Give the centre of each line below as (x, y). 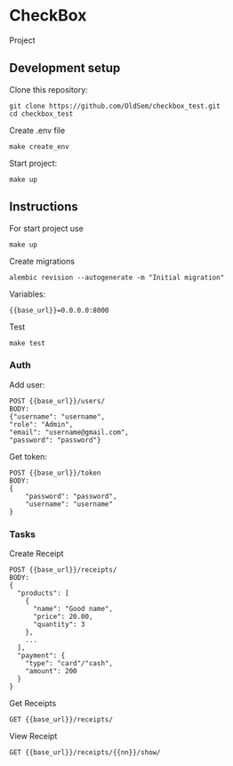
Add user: (27, 385)
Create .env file (37, 130)
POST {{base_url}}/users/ (57, 401)
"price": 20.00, (63, 617)
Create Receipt (36, 554)
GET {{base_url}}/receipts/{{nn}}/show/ (85, 753)
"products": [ (43, 593)
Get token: (28, 456)
